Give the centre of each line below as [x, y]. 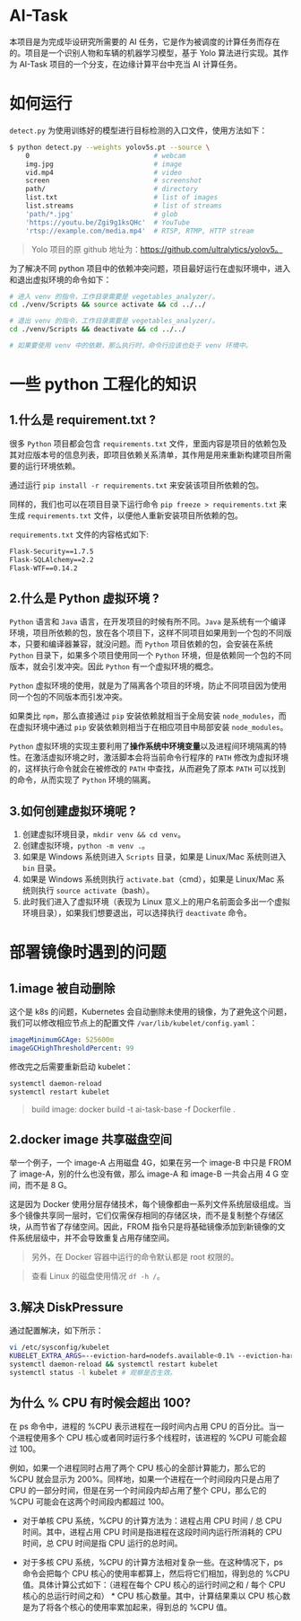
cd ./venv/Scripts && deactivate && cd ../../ [98, 330]
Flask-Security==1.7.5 [52, 551]
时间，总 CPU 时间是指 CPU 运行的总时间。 [102, 1543]
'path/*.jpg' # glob [102, 214]
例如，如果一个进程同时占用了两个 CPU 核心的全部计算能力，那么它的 [138, 1467]
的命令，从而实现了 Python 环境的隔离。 [82, 780]
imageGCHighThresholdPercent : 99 [72, 1048]
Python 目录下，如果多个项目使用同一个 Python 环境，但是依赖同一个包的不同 [150, 656]
